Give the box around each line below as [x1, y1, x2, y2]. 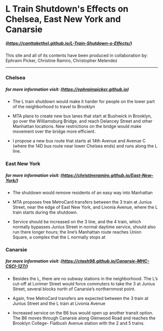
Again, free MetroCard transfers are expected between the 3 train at [12, 295, 149, 301]
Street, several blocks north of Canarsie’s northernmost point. [12, 286, 136, 292]
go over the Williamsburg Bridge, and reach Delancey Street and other [12, 118, 153, 124]
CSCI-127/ [5, 263, 27, 269]
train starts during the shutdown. [12, 209, 78, 215]
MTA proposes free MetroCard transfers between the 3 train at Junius [12, 199, 152, 205]
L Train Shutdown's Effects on [5, 3, 129, 15]
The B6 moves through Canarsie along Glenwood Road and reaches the [12, 315, 156, 321]
